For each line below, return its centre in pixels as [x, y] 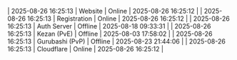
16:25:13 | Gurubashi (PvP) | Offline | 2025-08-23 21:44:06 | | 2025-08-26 [117, 41]
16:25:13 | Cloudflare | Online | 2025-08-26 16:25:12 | [86, 49]
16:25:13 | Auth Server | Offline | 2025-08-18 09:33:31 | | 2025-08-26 [109, 26]
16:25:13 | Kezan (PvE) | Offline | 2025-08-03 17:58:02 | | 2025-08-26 [110, 34]
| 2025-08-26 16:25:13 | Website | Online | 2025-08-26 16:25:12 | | [105, 11]
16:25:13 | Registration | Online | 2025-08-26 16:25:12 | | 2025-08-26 [128, 19]
